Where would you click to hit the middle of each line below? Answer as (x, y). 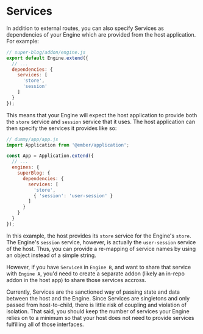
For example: (23, 41)
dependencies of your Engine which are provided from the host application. (101, 34)
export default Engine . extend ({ (47, 58)
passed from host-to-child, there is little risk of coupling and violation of (97, 305)
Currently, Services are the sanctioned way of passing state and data (93, 292)
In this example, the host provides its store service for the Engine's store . (99, 236)
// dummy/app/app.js (33, 139)
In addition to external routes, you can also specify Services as (85, 28)
